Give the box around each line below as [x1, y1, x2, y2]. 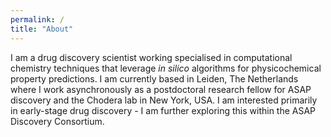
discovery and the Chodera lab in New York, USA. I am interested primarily [10, 94, 318, 106]
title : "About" [10, 24, 74, 34]
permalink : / [10, 14, 65, 25]
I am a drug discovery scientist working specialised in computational [10, 51, 293, 63]
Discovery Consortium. [10, 115, 105, 127]
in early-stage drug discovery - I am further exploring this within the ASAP [10, 104, 317, 116]
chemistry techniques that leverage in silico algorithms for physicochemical [10, 62, 322, 74]
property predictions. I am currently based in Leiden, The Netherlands [10, 72, 299, 85]
